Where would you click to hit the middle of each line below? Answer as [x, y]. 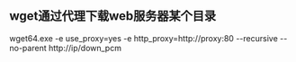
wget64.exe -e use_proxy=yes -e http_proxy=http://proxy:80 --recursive [144, 38]
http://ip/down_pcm [85, 48]
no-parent [28, 48]
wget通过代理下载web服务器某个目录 [113, 16]
